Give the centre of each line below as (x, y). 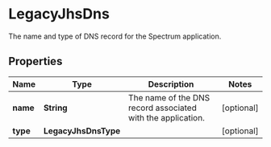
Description (171, 84)
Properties (35, 61)
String (55, 108)
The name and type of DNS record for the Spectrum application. (115, 36)
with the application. (167, 117)
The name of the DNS (169, 97)
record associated (163, 108)
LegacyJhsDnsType (82, 131)
